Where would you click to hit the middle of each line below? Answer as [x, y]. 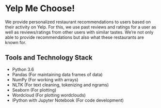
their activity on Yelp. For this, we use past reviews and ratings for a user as [81, 27]
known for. [16, 42]
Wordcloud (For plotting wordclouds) [49, 95]
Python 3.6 [23, 69]
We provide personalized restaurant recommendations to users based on [78, 22]
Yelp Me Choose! [40, 8]
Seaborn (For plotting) [34, 90]
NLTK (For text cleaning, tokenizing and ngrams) [60, 85]
